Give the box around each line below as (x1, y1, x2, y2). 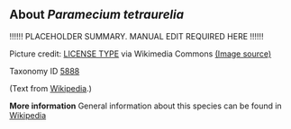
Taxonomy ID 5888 (9, 65, 80, 76)
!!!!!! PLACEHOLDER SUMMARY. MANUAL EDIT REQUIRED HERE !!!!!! (9, 30, 264, 41)
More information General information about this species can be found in (9, 100, 282, 111)
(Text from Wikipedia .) (9, 82, 93, 93)
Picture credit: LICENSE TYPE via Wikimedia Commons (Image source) (9, 48, 272, 59)
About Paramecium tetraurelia (9, 7, 185, 22)
